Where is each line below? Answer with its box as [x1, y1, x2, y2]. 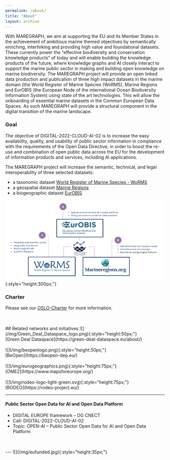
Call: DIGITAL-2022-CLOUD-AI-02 [12, 418, 84, 424]
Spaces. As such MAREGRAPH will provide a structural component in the [5, 103, 157, 109]
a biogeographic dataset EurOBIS [12, 190, 82, 196]
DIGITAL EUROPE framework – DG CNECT [12, 412, 101, 418]
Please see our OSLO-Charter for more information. [5, 305, 113, 311]
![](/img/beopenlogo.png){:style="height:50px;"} [5, 347, 107, 353]
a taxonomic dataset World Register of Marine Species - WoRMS [12, 179, 148, 185]
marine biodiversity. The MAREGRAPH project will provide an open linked [5, 71, 158, 77]
